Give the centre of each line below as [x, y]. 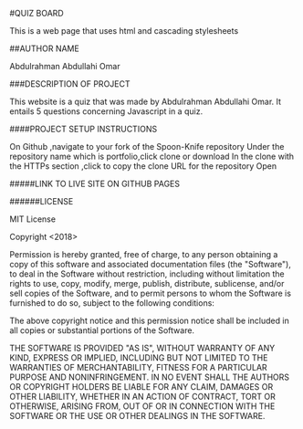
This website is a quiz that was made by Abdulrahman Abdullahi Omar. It [145, 101]
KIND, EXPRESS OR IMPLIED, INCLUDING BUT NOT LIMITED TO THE [139, 358]
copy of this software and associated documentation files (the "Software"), [151, 264]
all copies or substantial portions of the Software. [102, 330]
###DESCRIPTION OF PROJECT [70, 84]
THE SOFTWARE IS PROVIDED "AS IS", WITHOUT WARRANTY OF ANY [142, 348]
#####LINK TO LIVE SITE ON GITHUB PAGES [95, 183]
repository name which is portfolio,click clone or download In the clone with [152, 156]
